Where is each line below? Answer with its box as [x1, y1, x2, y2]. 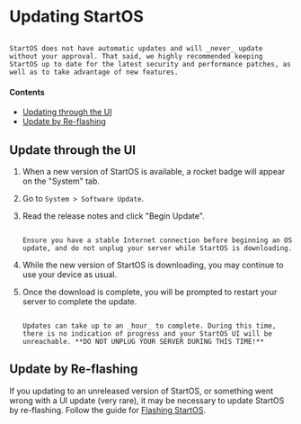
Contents [9, 86, 45, 97]
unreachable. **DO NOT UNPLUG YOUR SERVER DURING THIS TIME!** [22, 337, 265, 346]
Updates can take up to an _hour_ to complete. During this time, [22, 321, 277, 330]
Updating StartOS [9, 6, 144, 27]
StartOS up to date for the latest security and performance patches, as [9, 59, 292, 68]
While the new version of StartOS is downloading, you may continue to [22, 259, 285, 270]
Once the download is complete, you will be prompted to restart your [22, 286, 278, 297]
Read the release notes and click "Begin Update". [22, 210, 205, 221]
